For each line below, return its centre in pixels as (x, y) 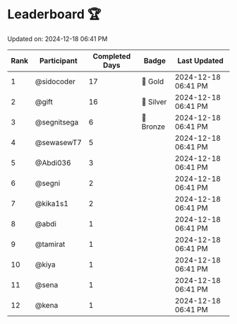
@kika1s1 (52, 203)
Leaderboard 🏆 (54, 15)
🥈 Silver (154, 102)
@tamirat (50, 244)
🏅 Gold (153, 81)
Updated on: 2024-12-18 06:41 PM (57, 39)
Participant (58, 60)
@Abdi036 (53, 163)
